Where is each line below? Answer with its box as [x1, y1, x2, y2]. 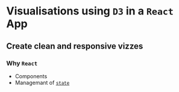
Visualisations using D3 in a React [6, 4, 174, 18]
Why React [6, 59, 38, 67]
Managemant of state [14, 79, 70, 86]
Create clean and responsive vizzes [6, 41, 143, 51]
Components [14, 72, 48, 79]
